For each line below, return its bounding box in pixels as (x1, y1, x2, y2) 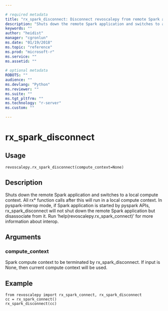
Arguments (5, 233, 41, 241)
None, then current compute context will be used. (5, 264, 107, 271)
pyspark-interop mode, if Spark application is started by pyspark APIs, (5, 202, 150, 208)
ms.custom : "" (5, 105, 35, 110)
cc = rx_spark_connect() (5, 297, 57, 302)
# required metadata (5, 12, 48, 17)
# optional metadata (5, 68, 48, 73)
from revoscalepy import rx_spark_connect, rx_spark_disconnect (5, 292, 142, 297)
